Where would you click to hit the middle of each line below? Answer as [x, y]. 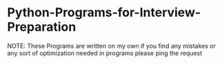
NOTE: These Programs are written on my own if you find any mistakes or [111, 46]
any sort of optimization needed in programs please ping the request [105, 53]
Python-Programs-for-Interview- [104, 13]
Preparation [42, 27]
